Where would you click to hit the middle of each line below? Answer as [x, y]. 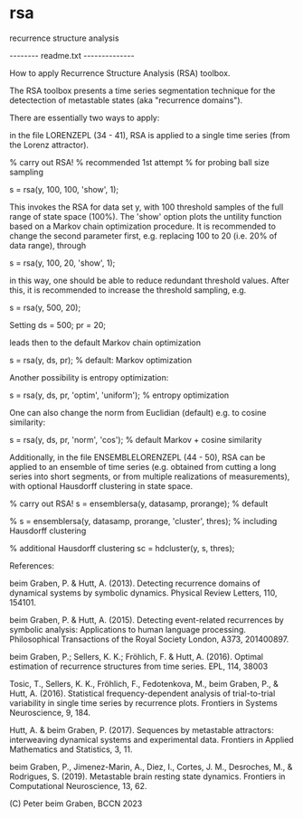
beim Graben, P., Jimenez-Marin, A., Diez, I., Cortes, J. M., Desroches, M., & [151, 766]
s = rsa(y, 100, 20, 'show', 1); [62, 263]
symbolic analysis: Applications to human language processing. [128, 629]
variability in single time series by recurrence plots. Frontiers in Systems [143, 702]
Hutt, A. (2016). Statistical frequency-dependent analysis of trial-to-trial [142, 693]
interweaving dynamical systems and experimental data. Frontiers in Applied [151, 739]
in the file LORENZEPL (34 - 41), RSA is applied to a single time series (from [150, 135]
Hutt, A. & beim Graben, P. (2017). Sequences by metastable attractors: [142, 729]
